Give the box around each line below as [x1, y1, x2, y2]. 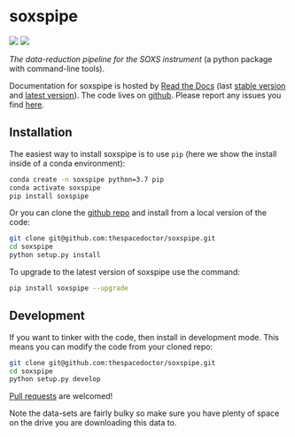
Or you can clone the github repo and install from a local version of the [9, 207, 268, 218]
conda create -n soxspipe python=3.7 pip [9, 175, 165, 183]
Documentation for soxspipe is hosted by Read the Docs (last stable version [9, 80, 286, 90]
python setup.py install [9, 251, 101, 260]
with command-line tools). [9, 63, 105, 74]
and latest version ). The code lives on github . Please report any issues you [9, 90, 282, 100]
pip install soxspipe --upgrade [9, 284, 128, 293]
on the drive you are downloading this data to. [9, 417, 177, 428]
